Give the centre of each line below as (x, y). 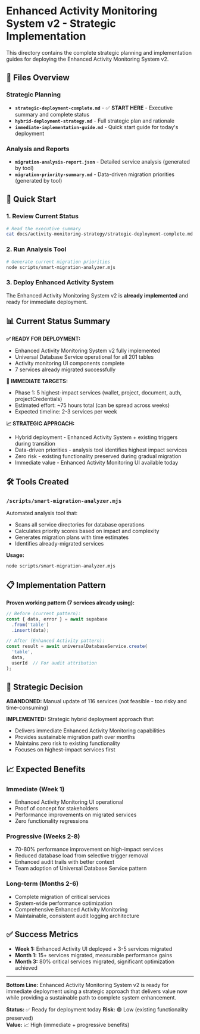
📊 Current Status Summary (58, 322)
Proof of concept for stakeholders (56, 809)
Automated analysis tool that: (42, 513)
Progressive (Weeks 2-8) (43, 836)
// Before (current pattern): (44, 613)
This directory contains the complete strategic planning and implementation (99, 52)
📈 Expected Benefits (46, 769)
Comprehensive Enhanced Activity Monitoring (71, 909)
